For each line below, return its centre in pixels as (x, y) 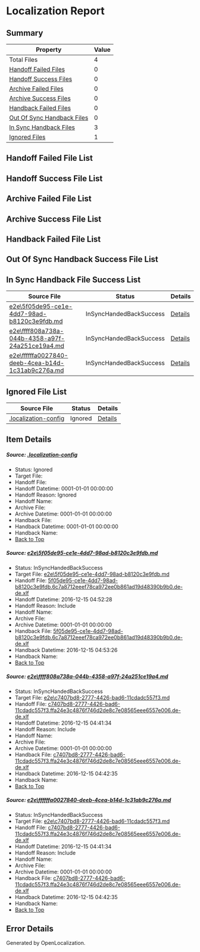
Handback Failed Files (40, 108)
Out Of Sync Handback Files (49, 118)
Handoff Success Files (41, 79)
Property (49, 50)
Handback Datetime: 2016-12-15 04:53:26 (66, 650)
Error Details (30, 928)
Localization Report (56, 11)
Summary (25, 33)
